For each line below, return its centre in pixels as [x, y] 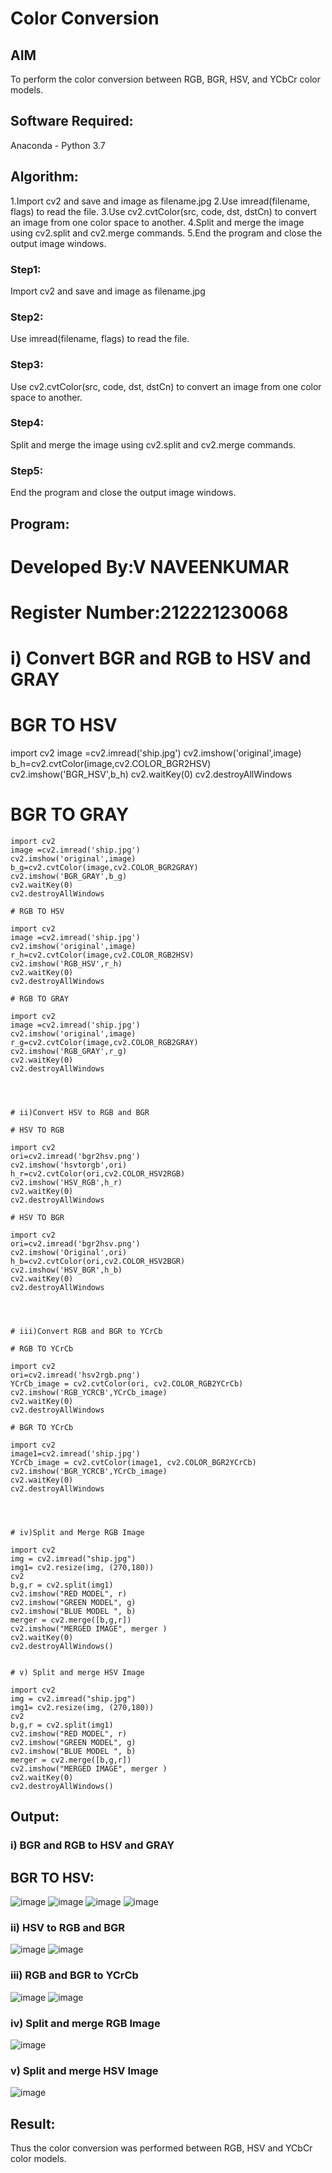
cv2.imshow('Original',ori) [69, 1252]
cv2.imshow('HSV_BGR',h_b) [66, 1270]
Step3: [27, 365]
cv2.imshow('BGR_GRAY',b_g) [69, 876]
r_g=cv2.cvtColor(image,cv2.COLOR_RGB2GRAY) [104, 1042]
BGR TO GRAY [70, 814]
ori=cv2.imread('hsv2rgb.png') [75, 1375]
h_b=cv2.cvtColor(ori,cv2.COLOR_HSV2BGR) [98, 1261]
